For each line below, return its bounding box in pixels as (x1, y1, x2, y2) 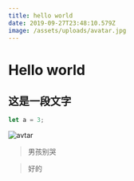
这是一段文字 (8, 94, 72, 108)
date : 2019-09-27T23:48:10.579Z (8, 19, 116, 27)
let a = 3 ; (8, 116, 45, 124)
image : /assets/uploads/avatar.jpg (8, 26, 127, 34)
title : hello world (8, 11, 73, 20)
